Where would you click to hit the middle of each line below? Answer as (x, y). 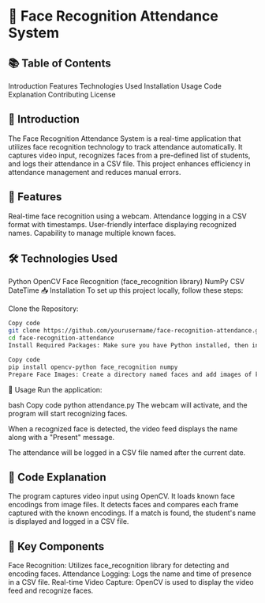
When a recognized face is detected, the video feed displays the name (123, 429)
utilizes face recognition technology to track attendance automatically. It (125, 146)
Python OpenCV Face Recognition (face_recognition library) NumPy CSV (127, 282)
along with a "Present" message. (62, 437)
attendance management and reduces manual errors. (95, 172)
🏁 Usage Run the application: (55, 389)
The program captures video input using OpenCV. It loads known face (121, 496)
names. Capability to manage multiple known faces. (92, 233)
